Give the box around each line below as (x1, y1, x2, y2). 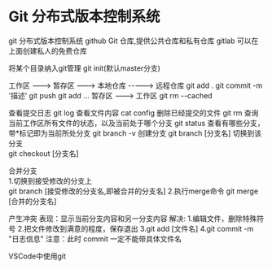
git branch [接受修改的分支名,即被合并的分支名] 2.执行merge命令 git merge (8, 186, 259, 196)
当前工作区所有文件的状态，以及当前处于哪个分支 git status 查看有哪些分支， (8, 118, 265, 128)
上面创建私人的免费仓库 (8, 46, 87, 55)
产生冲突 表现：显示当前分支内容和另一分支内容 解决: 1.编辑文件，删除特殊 (8, 213, 257, 223)
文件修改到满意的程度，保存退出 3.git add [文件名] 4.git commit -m (31, 223, 254, 233)
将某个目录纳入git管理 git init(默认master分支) (8, 63, 161, 73)
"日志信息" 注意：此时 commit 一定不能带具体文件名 (8, 233, 182, 244)
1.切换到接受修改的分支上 (8, 176, 92, 185)
